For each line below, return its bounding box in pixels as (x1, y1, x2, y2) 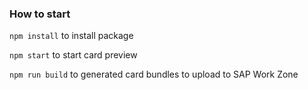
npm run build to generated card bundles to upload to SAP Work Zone (9, 68, 299, 81)
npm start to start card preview (9, 49, 138, 61)
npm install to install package (9, 30, 134, 42)
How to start (9, 7, 71, 21)
